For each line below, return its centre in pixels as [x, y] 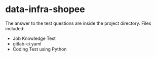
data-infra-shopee [45, 9]
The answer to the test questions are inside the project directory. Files [78, 23]
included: [15, 28]
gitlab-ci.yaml [27, 43]
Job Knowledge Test [34, 38]
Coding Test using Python [40, 49]
